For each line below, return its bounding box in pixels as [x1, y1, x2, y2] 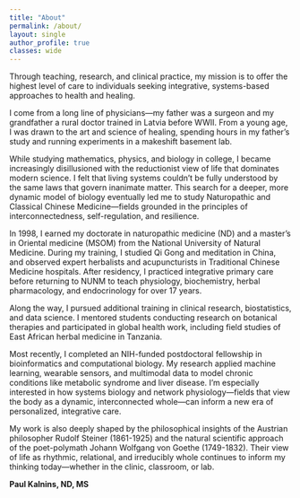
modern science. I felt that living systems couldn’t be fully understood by [9, 172, 279, 184]
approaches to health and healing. [9, 91, 136, 101]
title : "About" [9, 13, 66, 22]
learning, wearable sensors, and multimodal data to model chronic [9, 368, 253, 379]
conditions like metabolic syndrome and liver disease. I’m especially [9, 378, 260, 389]
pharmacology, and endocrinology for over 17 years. [9, 285, 202, 296]
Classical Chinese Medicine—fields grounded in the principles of [9, 201, 248, 212]
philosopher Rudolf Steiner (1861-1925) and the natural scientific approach [9, 432, 284, 444]
